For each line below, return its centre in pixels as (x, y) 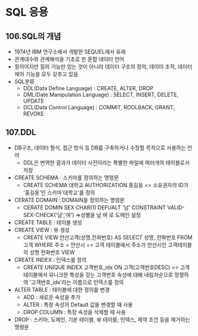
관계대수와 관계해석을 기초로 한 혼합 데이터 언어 (69, 59)
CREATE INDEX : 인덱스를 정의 (50, 259)
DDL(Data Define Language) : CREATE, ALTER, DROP (88, 88)
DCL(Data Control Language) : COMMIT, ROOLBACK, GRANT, (99, 107)
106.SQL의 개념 (33, 36)
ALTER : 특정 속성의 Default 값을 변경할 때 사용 (78, 304)
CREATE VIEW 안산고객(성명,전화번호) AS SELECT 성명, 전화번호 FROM (108, 237)
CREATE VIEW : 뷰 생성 (42, 230)
